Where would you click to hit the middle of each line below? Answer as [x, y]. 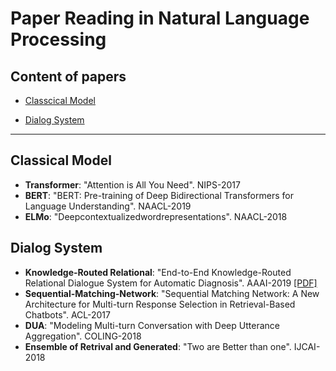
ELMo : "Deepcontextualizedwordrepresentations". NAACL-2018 [156, 216]
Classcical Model [60, 100]
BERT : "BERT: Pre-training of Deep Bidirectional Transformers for [159, 195]
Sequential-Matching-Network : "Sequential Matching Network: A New [172, 293]
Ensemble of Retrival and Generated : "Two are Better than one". [158, 346]
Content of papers [68, 76]
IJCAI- [307, 346]
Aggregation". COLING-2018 [83, 336]
